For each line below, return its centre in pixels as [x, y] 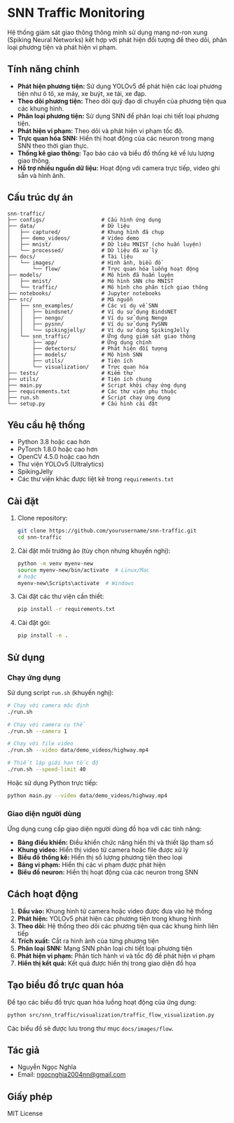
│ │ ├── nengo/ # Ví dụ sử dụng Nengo [88, 318]
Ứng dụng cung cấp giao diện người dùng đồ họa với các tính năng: [104, 829]
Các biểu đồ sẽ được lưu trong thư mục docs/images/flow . [90, 1028]
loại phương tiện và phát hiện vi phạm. [62, 47]
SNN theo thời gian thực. [53, 146]
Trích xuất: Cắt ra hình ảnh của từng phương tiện [88, 941]
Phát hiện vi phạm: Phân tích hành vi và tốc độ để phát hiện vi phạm [116, 956]
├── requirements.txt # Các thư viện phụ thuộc [92, 391]
